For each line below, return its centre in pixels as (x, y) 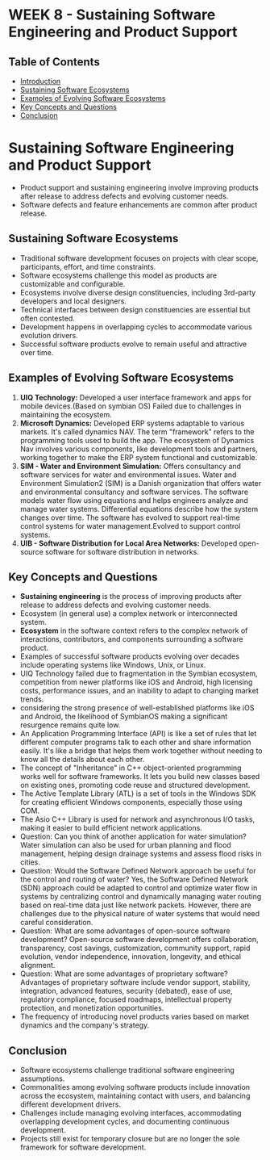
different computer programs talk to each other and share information (135, 742)
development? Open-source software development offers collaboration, (139, 940)
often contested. (47, 318)
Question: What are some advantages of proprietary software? (124, 974)
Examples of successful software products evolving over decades (130, 656)
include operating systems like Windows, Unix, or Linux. (113, 665)
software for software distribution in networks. (122, 551)
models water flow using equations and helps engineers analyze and (134, 500)
